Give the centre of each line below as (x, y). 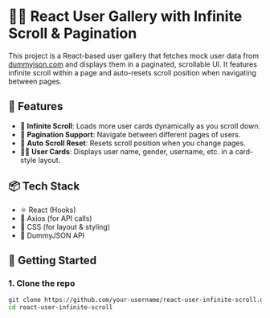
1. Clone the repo (42, 283)
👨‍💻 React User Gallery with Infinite (125, 16)
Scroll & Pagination (73, 33)
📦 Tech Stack (44, 187)
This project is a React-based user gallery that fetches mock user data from (134, 55)
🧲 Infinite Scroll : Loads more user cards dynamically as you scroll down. (140, 126)
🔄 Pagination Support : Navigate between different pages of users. (130, 134)
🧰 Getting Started (53, 260)
